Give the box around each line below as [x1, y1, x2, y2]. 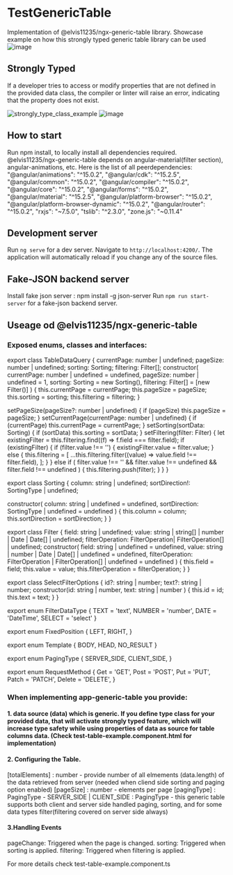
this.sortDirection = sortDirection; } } [7, 514, 112, 523]
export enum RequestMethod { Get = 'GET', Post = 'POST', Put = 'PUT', [7, 667, 211, 676]
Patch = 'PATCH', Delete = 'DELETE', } [7, 675, 116, 683]
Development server [7, 227, 98, 239]
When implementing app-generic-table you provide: [7, 692, 188, 702]
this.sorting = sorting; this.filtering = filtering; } [7, 393, 140, 401]
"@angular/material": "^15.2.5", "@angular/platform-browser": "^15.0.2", [7, 193, 213, 201]
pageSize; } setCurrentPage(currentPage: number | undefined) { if [7, 414, 197, 422]
